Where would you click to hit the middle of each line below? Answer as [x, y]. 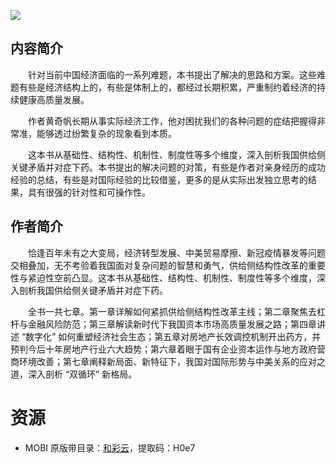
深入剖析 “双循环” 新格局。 [82, 374]
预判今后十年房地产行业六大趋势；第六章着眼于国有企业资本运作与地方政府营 [168, 349]
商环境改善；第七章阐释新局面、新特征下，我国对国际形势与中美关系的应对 [163, 361]
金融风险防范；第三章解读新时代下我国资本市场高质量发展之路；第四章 [172, 324]
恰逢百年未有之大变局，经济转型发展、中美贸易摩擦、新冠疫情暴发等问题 [176, 252]
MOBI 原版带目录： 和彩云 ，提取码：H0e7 [110, 447]
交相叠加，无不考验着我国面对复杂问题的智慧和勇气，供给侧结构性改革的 [159, 265]
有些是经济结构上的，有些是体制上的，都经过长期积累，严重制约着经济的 [167, 87]
